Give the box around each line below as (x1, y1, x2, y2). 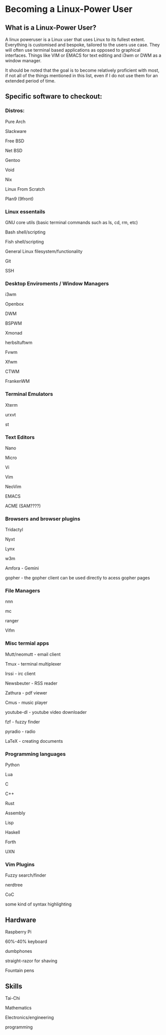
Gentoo (5, 157, 21, 163)
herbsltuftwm (5, 340, 33, 345)
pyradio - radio (5, 728, 36, 734)
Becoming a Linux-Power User (5, 3, 133, 15)
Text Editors (5, 434, 35, 441)
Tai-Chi (5, 995, 20, 1001)
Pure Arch (5, 118, 26, 124)
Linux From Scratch (5, 186, 45, 192)
